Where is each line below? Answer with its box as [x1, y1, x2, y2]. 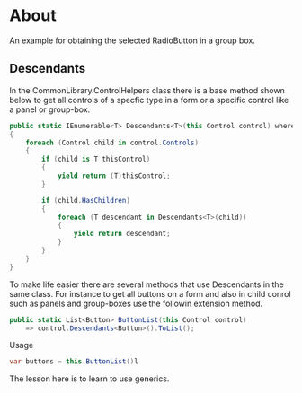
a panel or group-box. [9, 104, 91, 115]
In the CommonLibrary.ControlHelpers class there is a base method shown [9, 84, 285, 95]
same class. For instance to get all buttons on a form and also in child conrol [9, 288, 291, 299]
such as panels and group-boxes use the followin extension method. [9, 298, 263, 309]
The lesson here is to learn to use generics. [9, 373, 170, 384]
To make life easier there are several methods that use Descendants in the [9, 279, 285, 290]
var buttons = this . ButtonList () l [9, 357, 139, 366]
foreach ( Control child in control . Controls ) [25, 138, 200, 147]
